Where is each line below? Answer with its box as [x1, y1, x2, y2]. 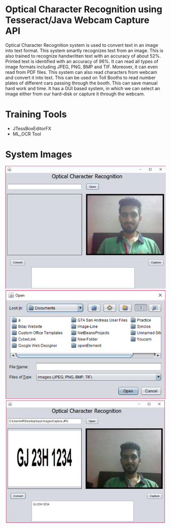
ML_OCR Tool [12, 131, 42, 137]
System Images [5, 149, 72, 160]
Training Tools [5, 108, 67, 120]
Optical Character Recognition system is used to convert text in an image [5, 42, 159, 48]
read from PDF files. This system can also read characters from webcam [5, 69, 158, 75]
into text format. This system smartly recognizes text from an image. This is [5, 47, 164, 53]
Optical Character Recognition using [5, 4, 163, 15]
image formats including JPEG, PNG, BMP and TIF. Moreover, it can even [5, 64, 158, 70]
